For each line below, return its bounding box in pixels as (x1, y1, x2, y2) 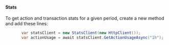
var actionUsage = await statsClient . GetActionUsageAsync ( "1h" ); (21, 35, 164, 40)
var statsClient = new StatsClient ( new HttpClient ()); (21, 30, 141, 35)
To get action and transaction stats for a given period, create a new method (5, 15, 165, 21)
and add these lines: (5, 21, 48, 27)
